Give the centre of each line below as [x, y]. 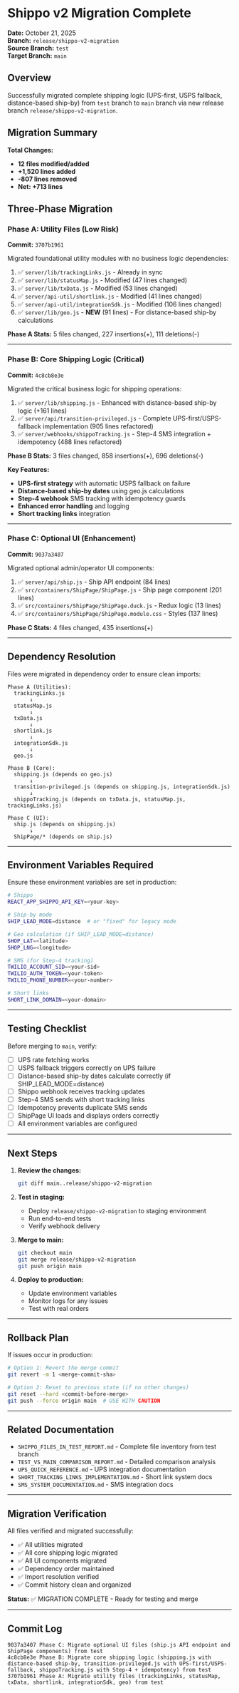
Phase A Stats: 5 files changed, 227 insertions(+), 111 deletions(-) [103, 334]
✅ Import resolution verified [58, 1577]
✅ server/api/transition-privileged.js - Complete [95, 418]
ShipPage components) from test [55, 1652]
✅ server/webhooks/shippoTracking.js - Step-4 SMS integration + [115, 433]
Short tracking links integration [64, 513]
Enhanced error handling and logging [73, 506]
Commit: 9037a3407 [36, 554]
